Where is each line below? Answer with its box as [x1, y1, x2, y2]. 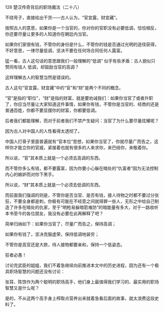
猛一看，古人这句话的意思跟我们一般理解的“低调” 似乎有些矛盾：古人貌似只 [5, 58, 156, 63]
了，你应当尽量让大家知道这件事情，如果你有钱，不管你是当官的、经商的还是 [5, 102, 159, 107]
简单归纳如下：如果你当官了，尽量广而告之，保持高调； [5, 221, 116, 227]
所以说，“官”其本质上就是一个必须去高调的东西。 [5, 155, 103, 161]
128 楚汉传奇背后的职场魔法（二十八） [5, 4, 82, 10]
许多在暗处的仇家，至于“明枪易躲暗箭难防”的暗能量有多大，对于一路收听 [13, 205, 159, 210]
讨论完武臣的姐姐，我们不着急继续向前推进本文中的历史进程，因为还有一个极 [5, 263, 159, 268]
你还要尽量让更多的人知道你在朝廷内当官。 [5, 31, 91, 37]
